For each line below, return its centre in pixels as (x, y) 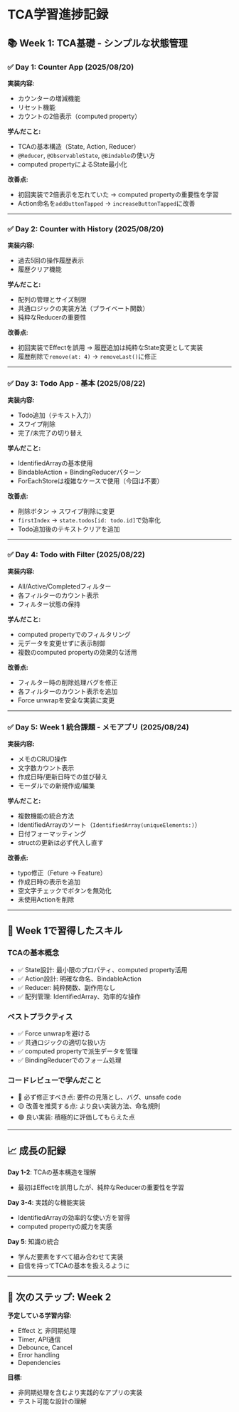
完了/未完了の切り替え (50, 433)
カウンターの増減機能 (49, 98)
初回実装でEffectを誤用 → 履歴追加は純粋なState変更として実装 (110, 348)
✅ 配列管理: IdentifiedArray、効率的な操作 (79, 996)
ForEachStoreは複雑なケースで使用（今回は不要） (90, 481)
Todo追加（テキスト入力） (56, 415)
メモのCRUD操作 (42, 759)
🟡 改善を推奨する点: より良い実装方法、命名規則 (89, 1106)
